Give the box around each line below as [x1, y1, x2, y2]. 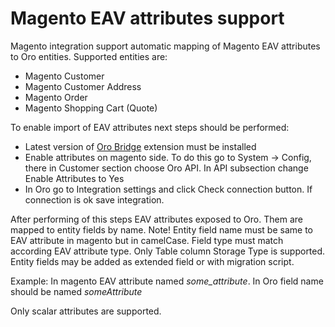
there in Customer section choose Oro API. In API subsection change [24, 162, 309, 174]
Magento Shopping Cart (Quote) [24, 102, 158, 114]
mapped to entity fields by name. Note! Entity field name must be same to [10, 223, 313, 236]
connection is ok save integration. [24, 193, 165, 206]
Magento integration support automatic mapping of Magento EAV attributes [10, 40, 321, 52]
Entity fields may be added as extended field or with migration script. [10, 255, 295, 267]
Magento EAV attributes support [10, 7, 285, 30]
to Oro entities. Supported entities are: [10, 50, 168, 62]
